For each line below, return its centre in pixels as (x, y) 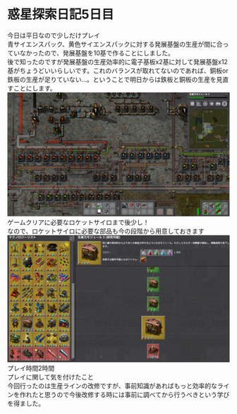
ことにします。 (35, 88)
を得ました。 (26, 403)
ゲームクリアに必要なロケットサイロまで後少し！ (78, 222)
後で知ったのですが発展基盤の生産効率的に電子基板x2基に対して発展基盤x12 (117, 61)
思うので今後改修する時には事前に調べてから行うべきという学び (137, 394)
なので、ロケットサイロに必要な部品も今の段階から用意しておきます (106, 231)
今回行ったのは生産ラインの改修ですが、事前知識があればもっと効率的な (112, 386)
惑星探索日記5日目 (61, 14)
